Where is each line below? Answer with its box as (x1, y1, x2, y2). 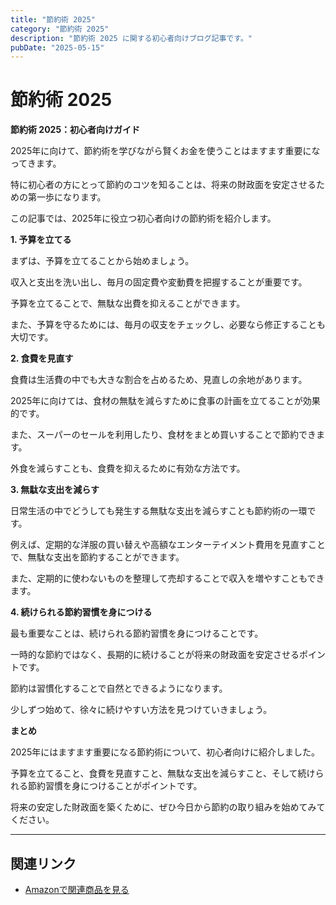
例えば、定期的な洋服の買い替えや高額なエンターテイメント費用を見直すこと (10, 539, 326, 551)
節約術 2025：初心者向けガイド (10, 124, 141, 136)
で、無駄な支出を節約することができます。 (10, 551, 185, 563)
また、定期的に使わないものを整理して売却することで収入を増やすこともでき (10, 572, 325, 585)
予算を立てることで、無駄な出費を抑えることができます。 (10, 297, 246, 310)
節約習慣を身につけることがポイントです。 (27, 780, 203, 792)
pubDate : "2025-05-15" (10, 42, 105, 53)
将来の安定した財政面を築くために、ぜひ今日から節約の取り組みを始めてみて (10, 801, 326, 813)
